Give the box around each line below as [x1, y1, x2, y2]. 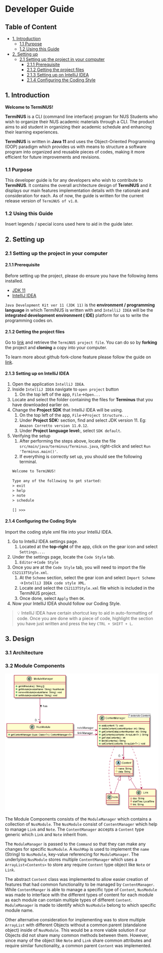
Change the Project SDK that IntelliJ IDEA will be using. [12, 407, 123, 413]
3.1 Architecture [5, 649, 44, 656]
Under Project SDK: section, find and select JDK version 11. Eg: [19, 417, 147, 423]
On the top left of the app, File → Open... [19, 392, 101, 397]
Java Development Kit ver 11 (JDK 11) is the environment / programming [5, 302, 155, 308]
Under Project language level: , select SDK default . [19, 428, 122, 434]
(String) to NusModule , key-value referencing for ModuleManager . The [5, 851, 139, 858]
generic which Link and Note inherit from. [5, 832, 88, 838]
